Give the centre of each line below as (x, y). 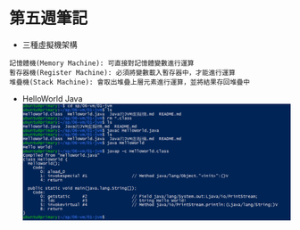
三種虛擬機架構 (50, 45)
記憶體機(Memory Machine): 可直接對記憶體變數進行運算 (102, 63)
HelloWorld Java (52, 98)
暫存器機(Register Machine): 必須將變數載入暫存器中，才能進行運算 (122, 72)
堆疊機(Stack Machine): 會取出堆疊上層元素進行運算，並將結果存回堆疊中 (129, 82)
